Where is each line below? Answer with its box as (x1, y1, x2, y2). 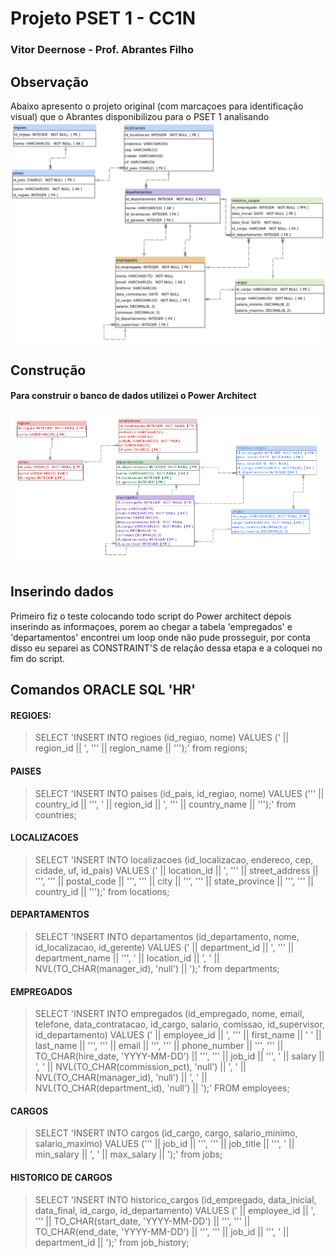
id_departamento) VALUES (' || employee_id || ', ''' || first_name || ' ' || (34, 1029, 322, 1041)
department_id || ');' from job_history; (34, 1236, 190, 1248)
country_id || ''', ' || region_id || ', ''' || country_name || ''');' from (34, 798, 297, 810)
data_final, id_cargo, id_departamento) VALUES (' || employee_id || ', (34, 1204, 316, 1216)
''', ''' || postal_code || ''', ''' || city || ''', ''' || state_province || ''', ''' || (34, 875, 314, 887)
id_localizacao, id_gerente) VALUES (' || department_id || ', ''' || (34, 941, 295, 953)
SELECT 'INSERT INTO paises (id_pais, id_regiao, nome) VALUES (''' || (34, 787, 325, 799)
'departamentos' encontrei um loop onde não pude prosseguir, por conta (10, 631, 311, 643)
